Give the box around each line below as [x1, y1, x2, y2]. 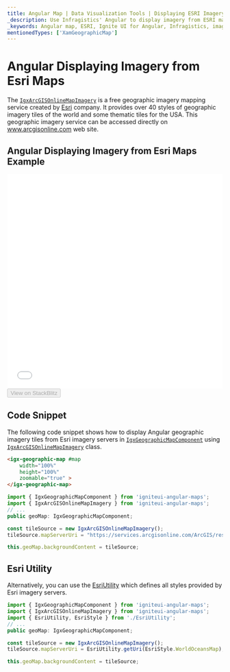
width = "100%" [19, 462, 57, 469]
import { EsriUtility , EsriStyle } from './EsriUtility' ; [7, 614, 176, 621]
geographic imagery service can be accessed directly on [7, 118, 168, 126]
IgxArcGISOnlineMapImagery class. [7, 442, 102, 451]
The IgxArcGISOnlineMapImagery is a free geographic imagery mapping [7, 96, 206, 104]
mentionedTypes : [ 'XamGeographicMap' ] [7, 29, 118, 36]
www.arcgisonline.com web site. [7, 125, 99, 134]
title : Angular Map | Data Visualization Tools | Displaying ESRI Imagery [7, 10, 225, 17]
